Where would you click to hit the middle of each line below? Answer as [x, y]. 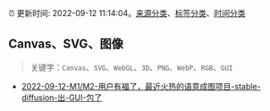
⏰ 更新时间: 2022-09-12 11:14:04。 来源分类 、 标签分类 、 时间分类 [127, 13]
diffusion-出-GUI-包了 [62, 98]
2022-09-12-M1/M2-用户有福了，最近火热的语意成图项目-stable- [141, 86]
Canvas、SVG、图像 [66, 44]
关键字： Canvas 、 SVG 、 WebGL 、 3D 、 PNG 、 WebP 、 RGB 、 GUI [131, 67]
